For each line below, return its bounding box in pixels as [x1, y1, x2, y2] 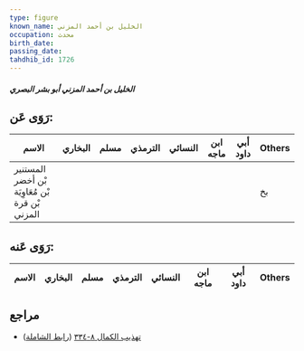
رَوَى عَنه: [9, 239, 54, 254]
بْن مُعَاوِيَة [14, 185, 50, 198]
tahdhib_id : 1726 [9, 55, 75, 64]
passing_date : [9, 47, 63, 56]
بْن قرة [14, 196, 41, 209]
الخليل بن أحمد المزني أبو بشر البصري [9, 83, 135, 94]
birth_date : [9, 38, 54, 48]
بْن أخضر [14, 174, 47, 186]
